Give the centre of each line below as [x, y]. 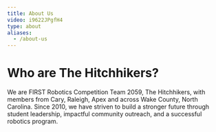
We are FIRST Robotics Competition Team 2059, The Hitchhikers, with [106, 92]
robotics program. [33, 122]
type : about [24, 26]
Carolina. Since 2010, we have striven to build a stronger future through [108, 107]
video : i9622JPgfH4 [35, 20]
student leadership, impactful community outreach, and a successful [105, 114]
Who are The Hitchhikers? [83, 73]
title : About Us [30, 13]
